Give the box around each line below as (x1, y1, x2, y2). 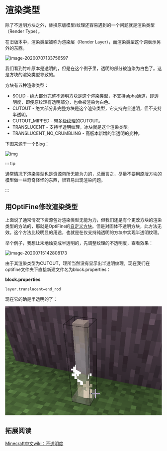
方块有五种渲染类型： (5, 82, 49, 88)
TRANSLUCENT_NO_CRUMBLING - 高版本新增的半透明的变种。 (12, 130, 143, 136)
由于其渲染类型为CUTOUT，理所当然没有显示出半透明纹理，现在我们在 (5, 260, 150, 266)
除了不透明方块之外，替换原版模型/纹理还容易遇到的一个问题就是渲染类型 (5, 22, 155, 28)
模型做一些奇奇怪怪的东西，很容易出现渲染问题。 (5, 177, 105, 183)
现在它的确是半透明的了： (5, 296, 58, 302)
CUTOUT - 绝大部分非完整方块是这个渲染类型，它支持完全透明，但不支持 (12, 105, 162, 111)
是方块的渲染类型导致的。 (5, 71, 58, 77)
